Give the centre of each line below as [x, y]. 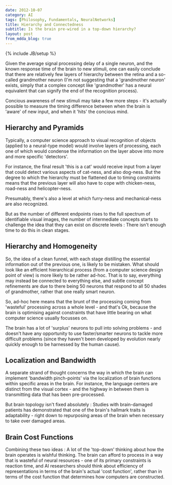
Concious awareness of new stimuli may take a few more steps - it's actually [86, 100]
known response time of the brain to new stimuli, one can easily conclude [83, 69]
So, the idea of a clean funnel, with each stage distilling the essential [78, 259]
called [12, 80]
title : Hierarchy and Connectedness [44, 24]
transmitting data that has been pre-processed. [55, 394]
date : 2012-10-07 [24, 10]
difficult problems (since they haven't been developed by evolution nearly [83, 339]
